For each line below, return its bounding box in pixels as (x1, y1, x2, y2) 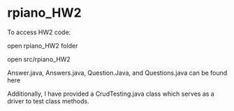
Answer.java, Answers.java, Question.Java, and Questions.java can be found (7, 68, 228, 77)
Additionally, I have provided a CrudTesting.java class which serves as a (7, 89, 214, 98)
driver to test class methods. (7, 96, 89, 105)
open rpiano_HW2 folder (7, 41, 78, 50)
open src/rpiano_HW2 (7, 54, 71, 64)
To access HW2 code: (7, 28, 71, 36)
